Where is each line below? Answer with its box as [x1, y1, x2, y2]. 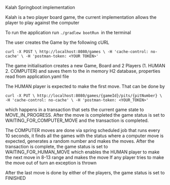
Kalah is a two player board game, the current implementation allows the [5, 14, 157, 20]
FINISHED [5, 175, 26, 181]
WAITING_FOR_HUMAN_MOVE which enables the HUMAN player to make [5, 149, 160, 155]
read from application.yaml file [5, 73, 70, 80]
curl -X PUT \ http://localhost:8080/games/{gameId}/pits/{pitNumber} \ [5, 93, 162, 98]
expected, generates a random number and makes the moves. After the [5, 138, 155, 144]
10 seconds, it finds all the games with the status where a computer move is [5, 133, 164, 139]
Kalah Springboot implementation [5, 5, 75, 10]
